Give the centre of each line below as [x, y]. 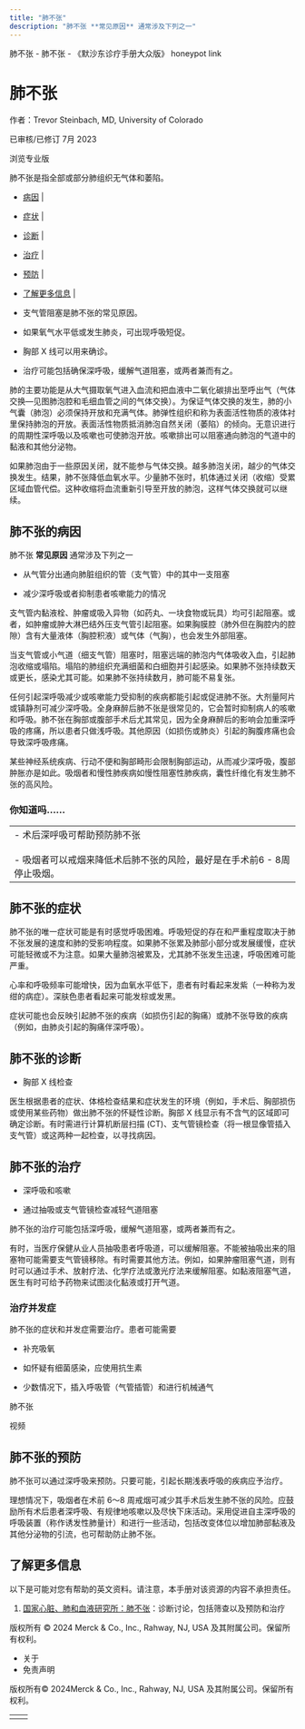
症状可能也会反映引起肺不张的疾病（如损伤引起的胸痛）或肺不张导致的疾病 [148, 1016]
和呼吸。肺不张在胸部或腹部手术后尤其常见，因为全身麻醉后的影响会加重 [144, 720]
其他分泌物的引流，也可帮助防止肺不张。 [85, 1534]
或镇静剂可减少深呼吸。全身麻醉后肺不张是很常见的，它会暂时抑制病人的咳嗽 [152, 708]
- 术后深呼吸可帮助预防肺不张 [77, 834]
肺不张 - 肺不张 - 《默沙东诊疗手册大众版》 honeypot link [116, 53]
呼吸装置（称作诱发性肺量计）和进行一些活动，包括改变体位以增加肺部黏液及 [152, 1523]
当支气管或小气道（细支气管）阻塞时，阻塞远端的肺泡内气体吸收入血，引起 [148, 655]
